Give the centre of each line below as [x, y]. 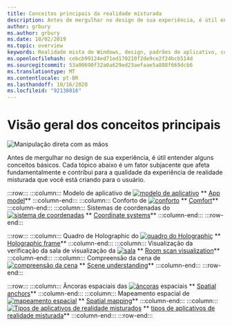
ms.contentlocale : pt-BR [43, 78]
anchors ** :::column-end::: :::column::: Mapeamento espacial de [98, 293]
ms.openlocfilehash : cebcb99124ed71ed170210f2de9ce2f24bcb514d [100, 59]
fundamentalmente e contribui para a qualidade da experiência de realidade [115, 172]
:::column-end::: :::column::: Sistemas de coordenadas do [89, 208]
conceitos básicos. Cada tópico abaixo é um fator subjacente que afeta [108, 165]
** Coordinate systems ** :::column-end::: [144, 215]
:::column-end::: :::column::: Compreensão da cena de [84, 258]
